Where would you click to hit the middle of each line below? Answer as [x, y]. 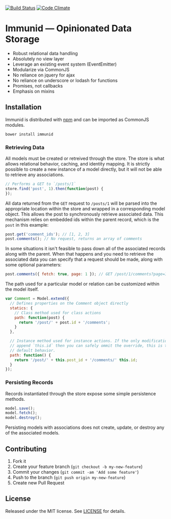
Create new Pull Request [38, 483]
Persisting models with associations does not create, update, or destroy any [85, 427]
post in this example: [27, 225]
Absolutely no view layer [38, 59]
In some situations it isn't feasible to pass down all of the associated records [85, 249]
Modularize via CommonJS [41, 69]
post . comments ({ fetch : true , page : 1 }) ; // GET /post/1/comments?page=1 [86, 274]
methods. [15, 399]
